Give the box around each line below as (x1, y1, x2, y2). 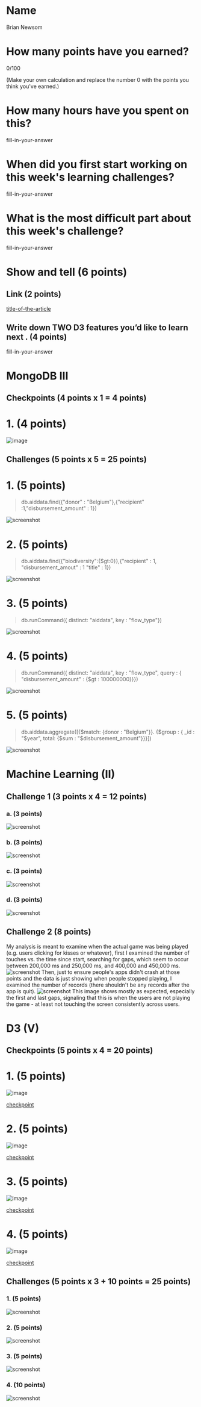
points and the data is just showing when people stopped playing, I (6, 975, 172, 982)
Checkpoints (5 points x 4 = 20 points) (6, 1046, 153, 1056)
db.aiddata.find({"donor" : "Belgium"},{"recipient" (20, 498, 144, 506)
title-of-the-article (6, 305, 51, 312)
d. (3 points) (6, 896, 43, 904)
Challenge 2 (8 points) (6, 927, 91, 937)
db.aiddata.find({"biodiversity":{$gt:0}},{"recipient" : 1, (20, 558, 157, 565)
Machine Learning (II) (6, 767, 116, 781)
